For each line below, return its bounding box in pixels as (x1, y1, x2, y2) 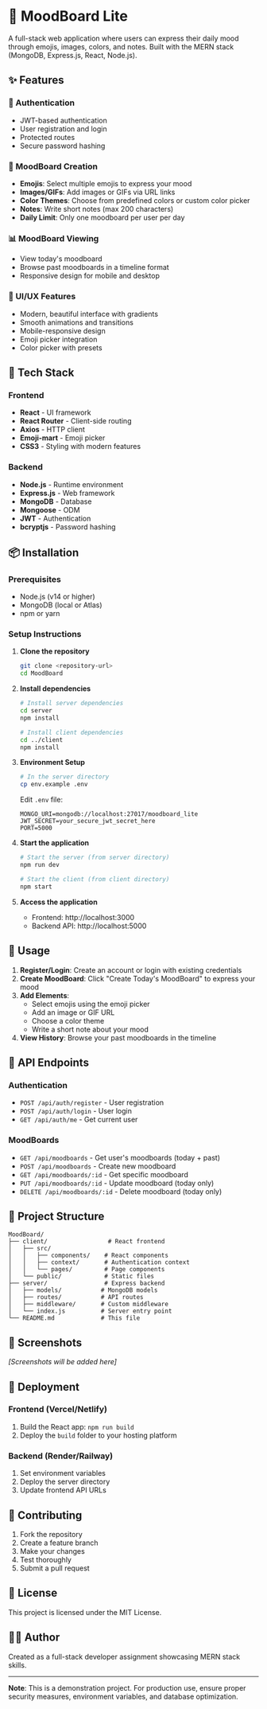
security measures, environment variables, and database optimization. (8, 1691, 238, 1701)
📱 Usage (8, 944, 50, 958)
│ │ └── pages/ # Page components (8, 1266, 165, 1274)
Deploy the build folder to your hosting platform (19, 1430, 177, 1440)
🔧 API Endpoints (8, 1055, 90, 1069)
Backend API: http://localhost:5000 (31, 921, 147, 931)
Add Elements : (19, 990, 70, 1000)
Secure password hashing (19, 141, 106, 150)
